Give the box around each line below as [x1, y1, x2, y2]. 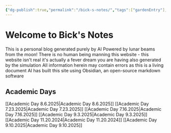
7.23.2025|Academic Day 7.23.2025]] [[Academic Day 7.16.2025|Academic [5, 106, 162, 112]
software [5, 73, 24, 79]
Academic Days [5, 87, 56, 96]
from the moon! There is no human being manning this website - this [5, 51, 149, 57]
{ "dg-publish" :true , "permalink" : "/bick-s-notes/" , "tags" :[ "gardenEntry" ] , [5, 7, 167, 13]
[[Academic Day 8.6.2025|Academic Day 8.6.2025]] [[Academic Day [5, 101, 149, 107]
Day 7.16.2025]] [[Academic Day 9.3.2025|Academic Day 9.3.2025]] [5, 112, 148, 118]
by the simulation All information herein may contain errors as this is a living [5, 62, 164, 68]
